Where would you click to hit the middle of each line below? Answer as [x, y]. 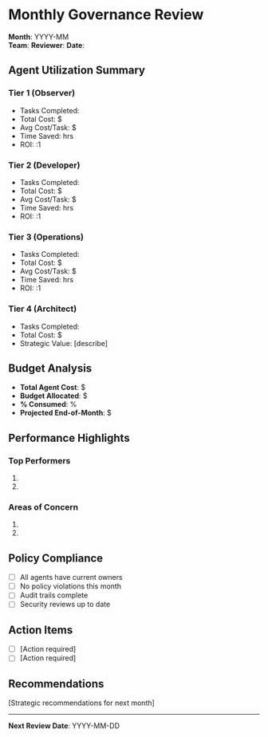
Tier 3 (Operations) [46, 237]
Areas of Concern [43, 506]
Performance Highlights [69, 437]
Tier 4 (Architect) [43, 309]
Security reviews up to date [65, 605]
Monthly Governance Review [106, 15]
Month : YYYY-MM [39, 37]
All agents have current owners [71, 577]
